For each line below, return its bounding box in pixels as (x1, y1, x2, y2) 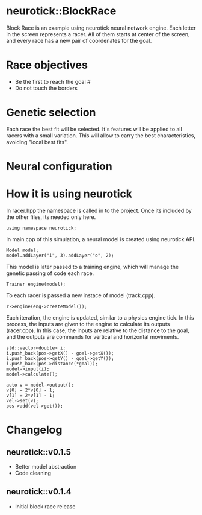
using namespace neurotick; (6, 225, 77, 231)
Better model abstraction (14, 463, 77, 470)
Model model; (6, 247, 39, 253)
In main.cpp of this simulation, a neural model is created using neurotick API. (6, 235, 196, 242)
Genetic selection (6, 106, 96, 119)
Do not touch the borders (14, 84, 78, 92)
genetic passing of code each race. (6, 270, 94, 277)
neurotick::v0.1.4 (6, 487, 72, 497)
